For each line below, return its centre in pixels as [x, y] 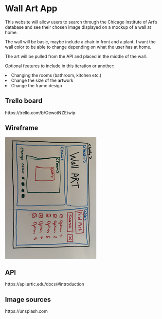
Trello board [24, 101]
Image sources [28, 299]
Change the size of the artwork [43, 80]
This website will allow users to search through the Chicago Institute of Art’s [81, 22]
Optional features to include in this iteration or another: [60, 66]
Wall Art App [31, 9]
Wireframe [22, 128]
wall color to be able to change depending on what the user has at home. [78, 47]
